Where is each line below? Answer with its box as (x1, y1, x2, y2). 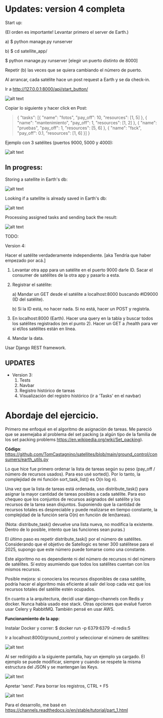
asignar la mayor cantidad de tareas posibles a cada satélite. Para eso (5, 491, 146, 497)
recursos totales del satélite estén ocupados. (5, 586, 96, 592)
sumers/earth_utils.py (5, 456, 49, 462)
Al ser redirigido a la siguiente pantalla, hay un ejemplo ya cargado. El (5, 653, 145, 659)
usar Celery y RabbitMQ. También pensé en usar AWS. (5, 606, 115, 612)
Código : (5, 446, 22, 452)
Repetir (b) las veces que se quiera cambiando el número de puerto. (5, 67, 143, 73)
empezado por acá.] (5, 257, 46, 263)
